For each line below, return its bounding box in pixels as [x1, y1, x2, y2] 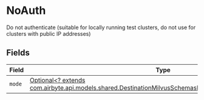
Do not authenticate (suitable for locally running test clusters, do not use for [6, 24, 196, 31]
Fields [6, 48, 30, 58]
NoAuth [6, 4, 46, 18]
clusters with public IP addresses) [6, 30, 91, 37]
